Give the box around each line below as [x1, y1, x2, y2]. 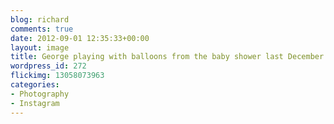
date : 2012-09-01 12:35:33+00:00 [10, 33, 150, 43]
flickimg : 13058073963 [10, 71, 105, 81]
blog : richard [10, 14, 70, 25]
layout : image [10, 42, 70, 53]
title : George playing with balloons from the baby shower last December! [10, 52, 329, 62]
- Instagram [10, 98, 60, 108]
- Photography [10, 89, 70, 99]
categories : [10, 80, 60, 90]
